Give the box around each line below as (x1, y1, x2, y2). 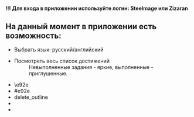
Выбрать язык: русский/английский (13, 46, 104, 53)
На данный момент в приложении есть (5, 21, 157, 32)
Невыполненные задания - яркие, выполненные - (28, 64, 154, 71)
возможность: (5, 30, 62, 40)
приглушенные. (28, 70, 68, 77)
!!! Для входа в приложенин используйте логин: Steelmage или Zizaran (5, 5, 188, 12)
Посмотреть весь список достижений (13, 57, 110, 64)
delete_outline (13, 94, 48, 101)
